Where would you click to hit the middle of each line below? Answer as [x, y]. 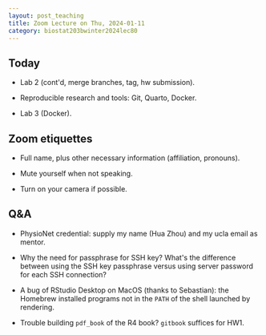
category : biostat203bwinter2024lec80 [73, 30]
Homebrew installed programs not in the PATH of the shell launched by [135, 298]
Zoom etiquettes [50, 138]
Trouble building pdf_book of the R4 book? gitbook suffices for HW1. [132, 322]
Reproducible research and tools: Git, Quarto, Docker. [108, 98]
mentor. [32, 242]
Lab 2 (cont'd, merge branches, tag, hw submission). [107, 83]
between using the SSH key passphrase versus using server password [137, 266]
